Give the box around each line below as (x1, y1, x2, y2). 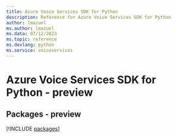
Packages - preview (6, 109, 81, 120)
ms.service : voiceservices (6, 48, 73, 54)
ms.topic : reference (6, 36, 58, 42)
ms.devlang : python (6, 42, 55, 48)
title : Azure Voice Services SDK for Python (6, 8, 118, 15)
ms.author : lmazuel (6, 25, 55, 32)
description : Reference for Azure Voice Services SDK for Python (6, 14, 171, 20)
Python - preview (6, 86, 93, 99)
